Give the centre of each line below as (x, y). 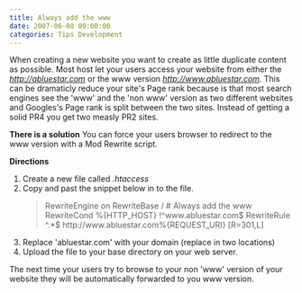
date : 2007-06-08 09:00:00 (60, 26)
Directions (29, 162)
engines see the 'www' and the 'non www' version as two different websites (151, 98)
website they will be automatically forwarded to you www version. (132, 279)
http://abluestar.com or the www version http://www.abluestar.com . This (145, 79)
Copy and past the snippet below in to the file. (108, 189)
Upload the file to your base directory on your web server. (130, 252)
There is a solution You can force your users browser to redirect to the (141, 135)
